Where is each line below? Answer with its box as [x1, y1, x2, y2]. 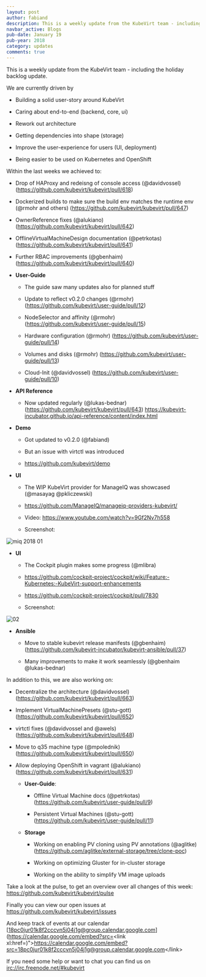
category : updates [6, 44, 53, 50]
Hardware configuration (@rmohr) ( [24, 332, 115, 339]
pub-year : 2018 [6, 37, 45, 44]
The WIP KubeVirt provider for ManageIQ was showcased [24, 483, 170, 491]
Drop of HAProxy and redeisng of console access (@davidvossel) [15, 179, 181, 187]
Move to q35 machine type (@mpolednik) [15, 743, 121, 751]
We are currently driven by [6, 84, 74, 91]
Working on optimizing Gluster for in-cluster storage [33, 859, 166, 866]
